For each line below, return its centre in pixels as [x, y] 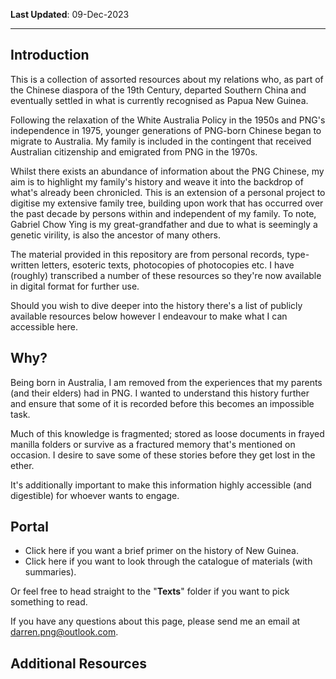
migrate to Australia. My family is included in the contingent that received [161, 141]
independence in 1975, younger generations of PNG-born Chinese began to [166, 130]
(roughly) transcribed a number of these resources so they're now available [166, 275]
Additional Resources [78, 663]
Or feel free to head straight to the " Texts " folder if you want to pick [150, 591]
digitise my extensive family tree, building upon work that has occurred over [167, 203]
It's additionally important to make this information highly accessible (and [161, 485]
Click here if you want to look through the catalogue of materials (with [168, 561]
